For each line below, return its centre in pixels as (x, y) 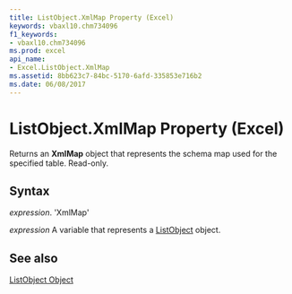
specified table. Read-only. (59, 163)
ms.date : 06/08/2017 (48, 84)
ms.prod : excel (38, 51)
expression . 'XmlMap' (49, 212)
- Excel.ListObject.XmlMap (60, 68)
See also (34, 258)
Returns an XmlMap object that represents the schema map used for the (143, 153)
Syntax (30, 190)
